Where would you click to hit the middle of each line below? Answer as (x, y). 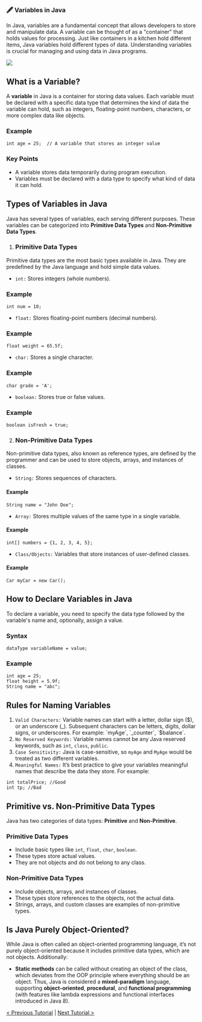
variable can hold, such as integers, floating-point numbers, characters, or (99, 109)
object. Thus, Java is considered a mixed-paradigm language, (93, 982)
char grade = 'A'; (29, 386)
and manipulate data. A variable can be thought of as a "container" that (95, 32)
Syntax (17, 636)
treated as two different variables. (57, 759)
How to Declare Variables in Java (69, 599)
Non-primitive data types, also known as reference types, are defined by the (101, 453)
